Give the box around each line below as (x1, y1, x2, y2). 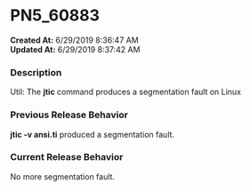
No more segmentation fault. (10, 171, 115, 182)
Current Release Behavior (10, 151, 124, 163)
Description (10, 66, 62, 78)
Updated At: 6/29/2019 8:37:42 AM (10, 44, 141, 54)
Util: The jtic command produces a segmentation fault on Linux (10, 86, 242, 98)
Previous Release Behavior (10, 108, 128, 121)
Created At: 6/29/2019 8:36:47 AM (10, 35, 139, 45)
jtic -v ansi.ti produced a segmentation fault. (10, 129, 175, 139)
